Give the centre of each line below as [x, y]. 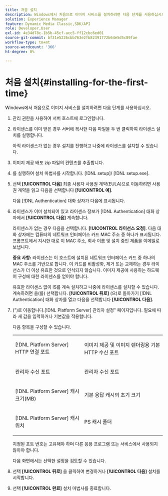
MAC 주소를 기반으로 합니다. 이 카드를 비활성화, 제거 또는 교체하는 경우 [81, 264]
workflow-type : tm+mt [28, 42]
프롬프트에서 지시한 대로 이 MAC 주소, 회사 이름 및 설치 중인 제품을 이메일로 [86, 241]
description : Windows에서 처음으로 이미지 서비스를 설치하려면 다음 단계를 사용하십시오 [85, 14]
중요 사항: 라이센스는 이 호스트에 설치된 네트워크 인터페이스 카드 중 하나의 [84, 257]
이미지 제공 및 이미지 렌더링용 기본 [122, 345]
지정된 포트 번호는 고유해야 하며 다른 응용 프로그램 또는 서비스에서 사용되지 [85, 444]
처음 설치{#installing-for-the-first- [77, 82]
